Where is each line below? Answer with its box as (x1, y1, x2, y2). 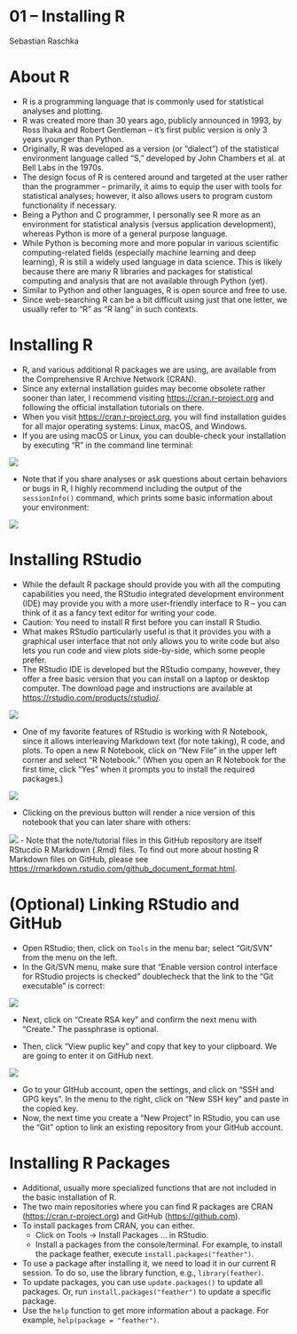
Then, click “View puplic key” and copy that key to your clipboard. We (21, 1041, 277, 1052)
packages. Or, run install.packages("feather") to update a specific (21, 1286, 272, 1297)
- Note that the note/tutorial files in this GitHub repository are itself (20, 835, 263, 846)
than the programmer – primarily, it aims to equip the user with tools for (21, 180, 282, 192)
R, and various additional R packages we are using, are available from (21, 364, 277, 375)
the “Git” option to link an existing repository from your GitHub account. (21, 1122, 284, 1132)
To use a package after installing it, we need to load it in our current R (21, 1258, 277, 1268)
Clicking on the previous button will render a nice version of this (21, 806, 255, 818)
